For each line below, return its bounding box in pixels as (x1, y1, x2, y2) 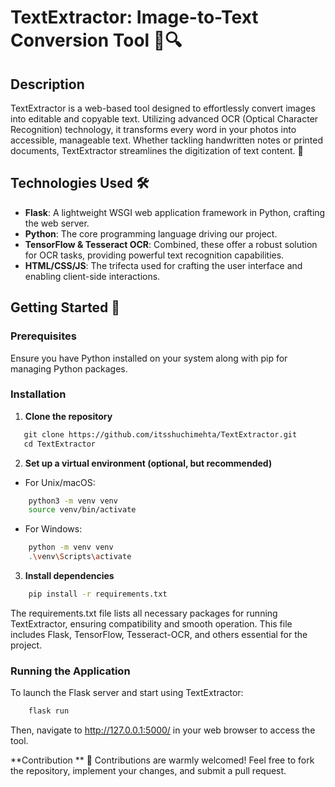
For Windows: (24, 523, 83, 535)
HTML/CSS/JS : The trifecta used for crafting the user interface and (24, 259, 303, 271)
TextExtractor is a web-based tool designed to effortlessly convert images (10, 102, 316, 114)
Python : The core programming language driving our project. (24, 227, 278, 240)
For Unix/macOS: (24, 476, 96, 488)
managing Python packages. (10, 362, 128, 375)
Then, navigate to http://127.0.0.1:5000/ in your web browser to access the (10, 724, 316, 736)
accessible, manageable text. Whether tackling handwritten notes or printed (10, 134, 323, 146)
